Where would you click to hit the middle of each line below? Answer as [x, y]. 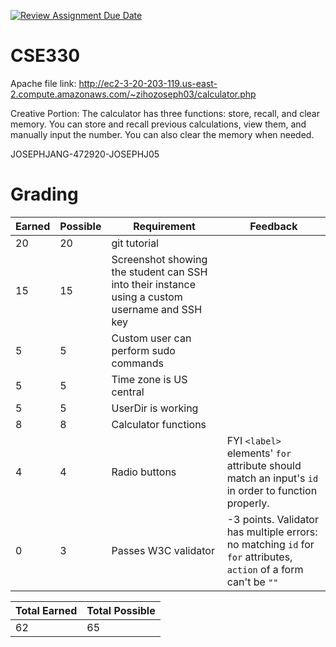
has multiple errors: [272, 532]
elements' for [259, 453]
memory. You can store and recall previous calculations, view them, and [158, 124]
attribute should [264, 465]
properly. [248, 503]
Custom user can [151, 338]
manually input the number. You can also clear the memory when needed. [162, 134]
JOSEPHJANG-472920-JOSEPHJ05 [85, 154]
